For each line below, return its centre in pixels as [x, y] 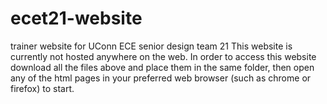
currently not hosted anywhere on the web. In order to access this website [163, 56]
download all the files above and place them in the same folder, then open [162, 67]
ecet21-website [76, 18]
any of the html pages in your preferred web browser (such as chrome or [161, 78]
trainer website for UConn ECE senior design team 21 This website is [151, 46]
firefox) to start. [42, 88]
